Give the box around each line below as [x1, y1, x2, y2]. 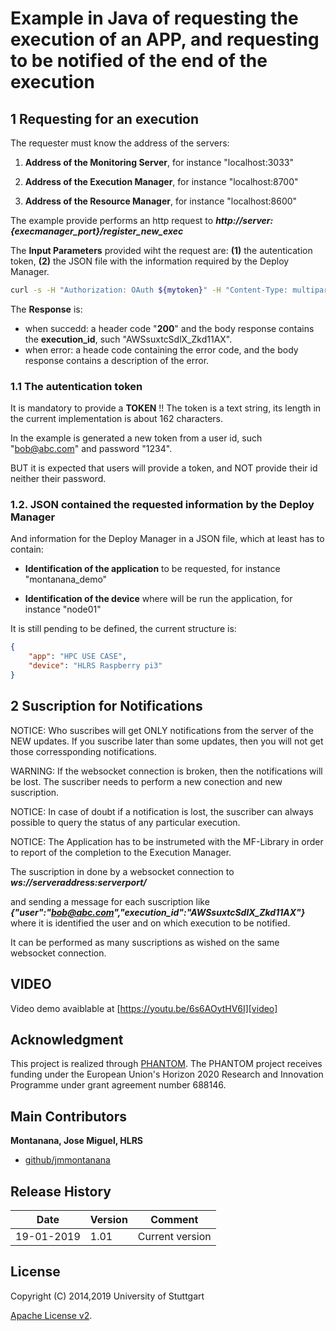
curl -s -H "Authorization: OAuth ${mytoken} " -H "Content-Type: [10, 285, 288, 295]
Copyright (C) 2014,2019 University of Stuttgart [10, 1290, 205, 1302]
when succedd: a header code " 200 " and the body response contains [24, 322, 315, 334]
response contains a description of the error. [24, 354, 210, 366]
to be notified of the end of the [10, 50, 268, 72]
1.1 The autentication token [10, 379, 143, 393]
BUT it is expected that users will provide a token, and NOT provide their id [10, 462, 318, 474]
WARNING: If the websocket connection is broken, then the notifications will [10, 765, 323, 777]
